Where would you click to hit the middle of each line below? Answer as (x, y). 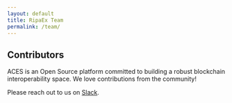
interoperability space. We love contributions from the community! (102, 79)
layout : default (31, 14)
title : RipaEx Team (35, 20)
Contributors (36, 55)
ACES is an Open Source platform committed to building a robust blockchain (116, 72)
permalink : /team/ (34, 26)
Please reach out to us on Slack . (53, 93)
